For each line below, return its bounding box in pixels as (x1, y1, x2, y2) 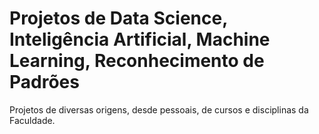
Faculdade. (9, 114, 56, 126)
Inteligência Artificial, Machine (9, 28, 271, 51)
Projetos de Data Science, (9, 7, 228, 30)
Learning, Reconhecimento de (9, 50, 265, 72)
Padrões (9, 71, 80, 94)
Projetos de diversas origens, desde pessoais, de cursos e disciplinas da (9, 103, 309, 116)
